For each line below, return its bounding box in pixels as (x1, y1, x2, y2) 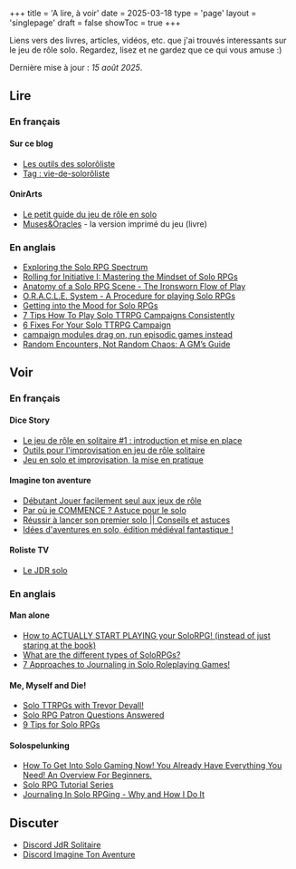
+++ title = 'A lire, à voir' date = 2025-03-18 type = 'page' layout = (9, 8, 257, 18)
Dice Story (9, 415, 50, 425)
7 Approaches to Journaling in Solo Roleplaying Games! (22, 659, 231, 670)
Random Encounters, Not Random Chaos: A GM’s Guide (22, 339, 231, 350)
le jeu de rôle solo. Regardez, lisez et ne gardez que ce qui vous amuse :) (9, 44, 282, 55)
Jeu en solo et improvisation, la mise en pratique (22, 454, 204, 465)
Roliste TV (9, 544, 50, 556)
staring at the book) (22, 640, 97, 651)
